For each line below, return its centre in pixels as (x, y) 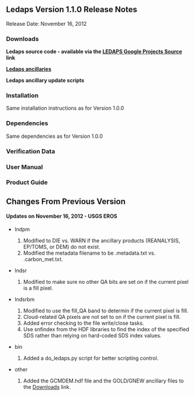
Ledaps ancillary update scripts (45, 81)
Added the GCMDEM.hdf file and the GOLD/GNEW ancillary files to (103, 381)
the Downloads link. (47, 387)
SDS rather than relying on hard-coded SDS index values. (92, 336)
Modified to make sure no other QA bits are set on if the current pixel (106, 282)
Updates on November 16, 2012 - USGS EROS (62, 216)
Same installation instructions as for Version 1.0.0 (65, 108)
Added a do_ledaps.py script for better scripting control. (91, 358)
